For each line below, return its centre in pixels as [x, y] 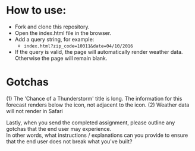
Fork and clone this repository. [52, 27]
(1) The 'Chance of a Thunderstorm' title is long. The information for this [94, 98]
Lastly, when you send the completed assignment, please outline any [91, 123]
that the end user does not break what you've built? [69, 141]
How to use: [36, 10]
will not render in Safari [35, 111]
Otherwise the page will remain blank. [61, 58]
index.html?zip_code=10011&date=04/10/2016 [78, 46]
